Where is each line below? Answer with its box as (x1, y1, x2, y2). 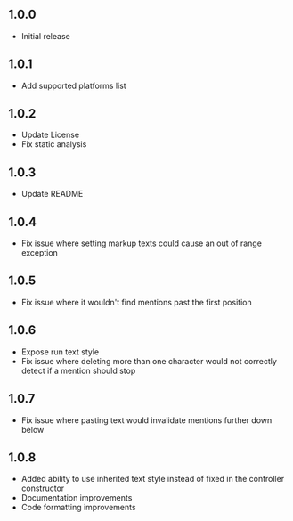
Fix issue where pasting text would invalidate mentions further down (20, 414, 273, 426)
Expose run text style (20, 346, 100, 357)
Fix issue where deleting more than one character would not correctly (20, 355, 278, 366)
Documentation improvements (20, 493, 133, 503)
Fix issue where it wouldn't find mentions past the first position (20, 297, 252, 307)
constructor (20, 483, 65, 493)
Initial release (20, 30, 70, 41)
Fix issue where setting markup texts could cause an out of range (20, 238, 262, 248)
